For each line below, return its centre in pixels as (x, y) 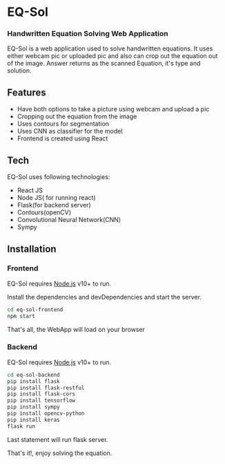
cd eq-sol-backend (33, 375)
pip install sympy (33, 407)
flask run (21, 426)
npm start (21, 316)
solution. (20, 71)
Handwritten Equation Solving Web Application (88, 34)
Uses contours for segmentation (63, 124)
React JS (30, 190)
